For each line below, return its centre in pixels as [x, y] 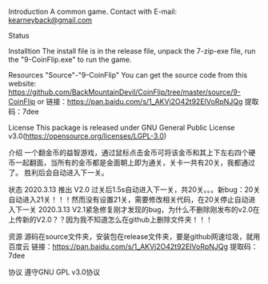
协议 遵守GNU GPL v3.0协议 [54, 272]
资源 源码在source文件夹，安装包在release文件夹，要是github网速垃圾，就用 [134, 236]
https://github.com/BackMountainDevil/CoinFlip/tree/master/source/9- [125, 92]
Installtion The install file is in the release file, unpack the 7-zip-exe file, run [132, 51]
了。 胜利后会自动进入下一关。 [58, 172]
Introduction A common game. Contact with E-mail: [93, 12]
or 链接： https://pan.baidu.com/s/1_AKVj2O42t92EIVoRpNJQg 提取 [148, 102]
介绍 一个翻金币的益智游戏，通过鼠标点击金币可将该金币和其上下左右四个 [128, 152]
